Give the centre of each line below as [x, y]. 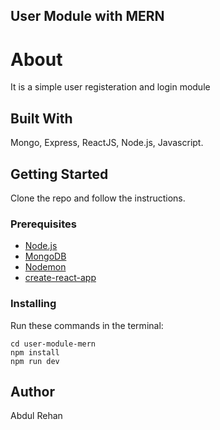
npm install [35, 352]
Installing [33, 304]
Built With [41, 118]
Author [32, 391]
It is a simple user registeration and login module [110, 87]
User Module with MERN [87, 16]
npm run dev [35, 361]
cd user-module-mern [53, 344]
